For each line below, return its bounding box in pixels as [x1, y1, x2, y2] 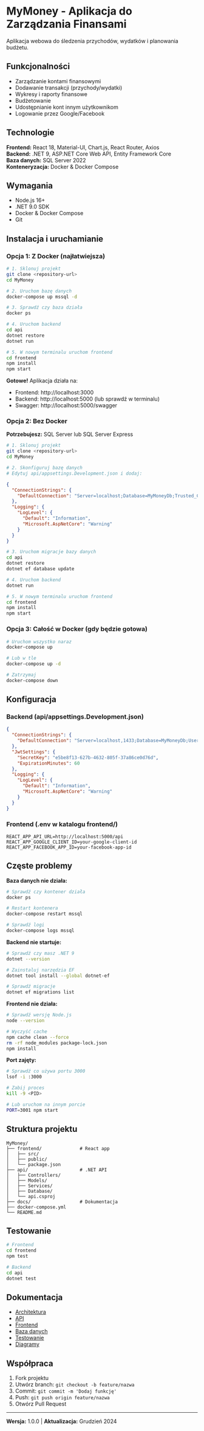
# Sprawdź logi [6, 922, 45, 928]
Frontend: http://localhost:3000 [15, 389, 94, 396]
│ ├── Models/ [6, 1178, 47, 1184]
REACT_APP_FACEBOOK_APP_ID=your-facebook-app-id [6, 844, 132, 850]
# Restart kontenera [6, 905, 59, 911]
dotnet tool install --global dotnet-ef [6, 973, 110, 979]
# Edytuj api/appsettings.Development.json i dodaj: [6, 470, 143, 477]
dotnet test [6, 1275, 36, 1281]
